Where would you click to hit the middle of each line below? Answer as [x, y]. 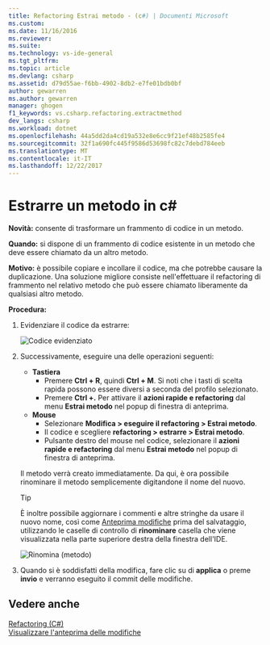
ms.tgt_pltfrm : [34, 61]
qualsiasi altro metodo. [46, 294]
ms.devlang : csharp [41, 76]
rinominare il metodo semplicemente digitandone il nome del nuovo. [133, 482]
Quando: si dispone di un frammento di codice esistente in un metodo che [132, 244]
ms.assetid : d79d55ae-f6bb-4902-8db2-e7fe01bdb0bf [95, 83]
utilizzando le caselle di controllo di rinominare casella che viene [128, 530]
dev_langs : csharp [39, 121]
